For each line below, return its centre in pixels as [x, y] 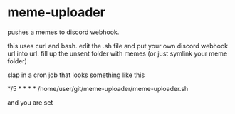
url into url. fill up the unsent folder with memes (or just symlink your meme [117, 53]
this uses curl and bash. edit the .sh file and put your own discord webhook [118, 46]
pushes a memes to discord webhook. [63, 32]
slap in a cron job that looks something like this [76, 75]
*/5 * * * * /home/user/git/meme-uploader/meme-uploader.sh [98, 88]
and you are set [30, 102]
